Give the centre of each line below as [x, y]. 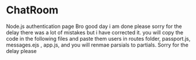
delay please [21, 51]
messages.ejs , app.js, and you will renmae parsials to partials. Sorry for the [97, 45]
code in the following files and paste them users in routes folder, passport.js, [98, 38]
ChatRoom [32, 10]
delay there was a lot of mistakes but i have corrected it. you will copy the [95, 32]
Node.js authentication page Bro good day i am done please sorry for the [94, 26]
